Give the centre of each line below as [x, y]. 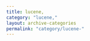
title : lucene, [25, 12]
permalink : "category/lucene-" [45, 29]
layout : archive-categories [41, 23]
